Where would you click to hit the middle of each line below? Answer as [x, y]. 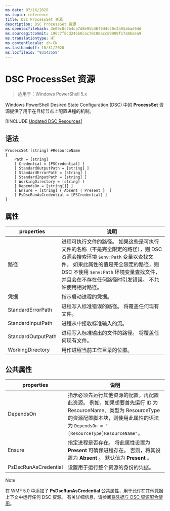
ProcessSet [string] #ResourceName [43, 151]
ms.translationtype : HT [30, 39]
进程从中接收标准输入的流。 [94, 324]
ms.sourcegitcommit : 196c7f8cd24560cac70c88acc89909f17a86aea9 [73, 33]
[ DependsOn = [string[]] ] [44, 186]
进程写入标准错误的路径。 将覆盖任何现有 [110, 306]
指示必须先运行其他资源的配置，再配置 [113, 395]
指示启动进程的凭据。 [87, 297]
